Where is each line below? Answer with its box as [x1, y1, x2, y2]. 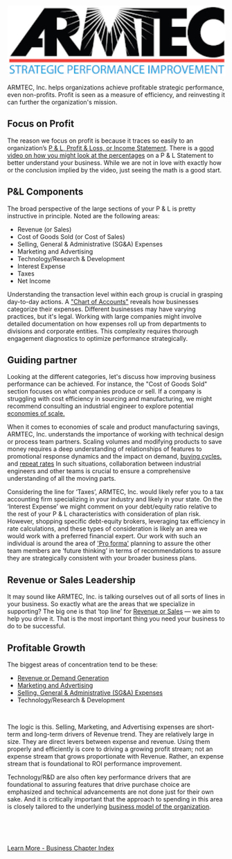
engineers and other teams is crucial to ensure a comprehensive [7, 467, 191, 475]
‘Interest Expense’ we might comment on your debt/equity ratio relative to [7, 502, 217, 511]
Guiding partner [7, 354, 78, 366]
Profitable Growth [7, 642, 86, 654]
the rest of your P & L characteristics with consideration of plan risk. [7, 510, 202, 518]
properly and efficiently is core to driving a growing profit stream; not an [7, 745, 213, 753]
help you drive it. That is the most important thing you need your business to [7, 614, 225, 623]
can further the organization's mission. [7, 98, 118, 106]
